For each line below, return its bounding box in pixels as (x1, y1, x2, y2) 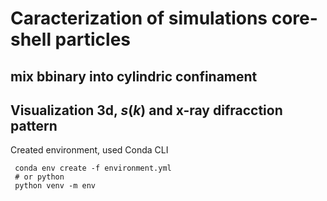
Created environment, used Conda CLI (10, 144, 169, 156)
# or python (14, 172, 65, 182)
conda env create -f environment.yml (14, 163, 172, 174)
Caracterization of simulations (10, 7, 268, 30)
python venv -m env (14, 181, 97, 191)
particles (54, 28, 131, 51)
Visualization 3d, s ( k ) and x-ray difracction (10, 102, 283, 119)
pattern (10, 117, 58, 134)
